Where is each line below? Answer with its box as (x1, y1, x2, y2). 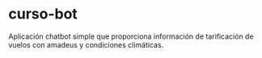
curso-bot (8, 5, 78, 23)
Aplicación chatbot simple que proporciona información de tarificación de (8, 31, 254, 41)
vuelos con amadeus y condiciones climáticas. (8, 39, 164, 49)
